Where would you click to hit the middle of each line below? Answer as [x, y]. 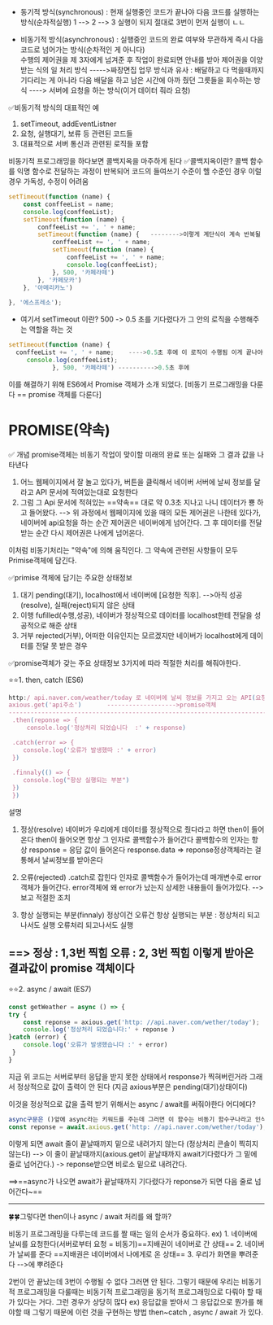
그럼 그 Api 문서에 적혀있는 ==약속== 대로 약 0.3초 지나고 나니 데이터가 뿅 [138, 502]
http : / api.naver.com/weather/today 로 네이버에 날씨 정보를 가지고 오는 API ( [132, 697]
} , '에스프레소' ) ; [35, 303]
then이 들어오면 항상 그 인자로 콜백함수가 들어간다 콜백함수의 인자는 [143, 839]
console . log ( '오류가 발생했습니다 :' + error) [95, 1045]
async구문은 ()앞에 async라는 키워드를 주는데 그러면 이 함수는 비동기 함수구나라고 [130, 1119]
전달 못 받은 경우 [61, 645]
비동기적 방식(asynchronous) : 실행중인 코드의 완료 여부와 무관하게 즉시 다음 [142, 39]
